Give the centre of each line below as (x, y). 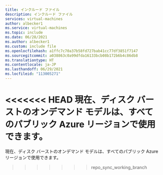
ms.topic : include (24, 33)
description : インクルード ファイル (39, 14)
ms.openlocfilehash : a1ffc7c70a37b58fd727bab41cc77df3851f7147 (72, 51)
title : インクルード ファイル (32, 10)
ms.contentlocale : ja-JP (31, 65)
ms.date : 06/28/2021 (26, 37)
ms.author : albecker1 (27, 42)
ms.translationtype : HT (30, 60)
